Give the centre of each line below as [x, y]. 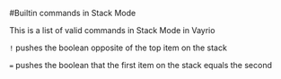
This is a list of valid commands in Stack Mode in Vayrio [112, 30]
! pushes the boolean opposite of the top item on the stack [118, 48]
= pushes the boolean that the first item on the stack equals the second [140, 65]
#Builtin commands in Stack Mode [73, 13]
